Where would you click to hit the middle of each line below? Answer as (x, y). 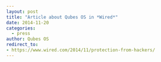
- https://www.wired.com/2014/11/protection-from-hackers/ (81, 50)
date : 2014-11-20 (28, 22)
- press (21, 34)
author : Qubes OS (28, 39)
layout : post (22, 12)
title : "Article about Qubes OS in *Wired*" (62, 17)
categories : (21, 28)
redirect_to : (22, 45)
